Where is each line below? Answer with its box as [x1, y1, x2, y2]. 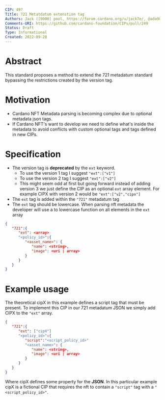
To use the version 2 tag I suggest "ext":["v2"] [19, 175, 116, 181]
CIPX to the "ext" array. [5, 310, 53, 316]
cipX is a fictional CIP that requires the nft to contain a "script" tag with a [5, 384, 154, 390]
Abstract [5, 56, 42, 67]
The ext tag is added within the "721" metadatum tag [12, 196, 119, 202]
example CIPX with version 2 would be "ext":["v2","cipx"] [19, 191, 141, 197]
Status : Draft [5, 26, 34, 30]
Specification [5, 148, 61, 160]
